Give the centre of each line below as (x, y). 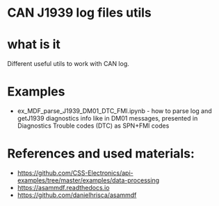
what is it (34, 45)
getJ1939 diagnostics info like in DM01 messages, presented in (107, 119)
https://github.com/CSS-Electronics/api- (75, 173)
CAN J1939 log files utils (79, 13)
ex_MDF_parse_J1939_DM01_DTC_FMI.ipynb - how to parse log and (114, 111)
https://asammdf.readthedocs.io (63, 188)
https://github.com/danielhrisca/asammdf (77, 195)
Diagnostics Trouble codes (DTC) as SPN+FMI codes (93, 126)
